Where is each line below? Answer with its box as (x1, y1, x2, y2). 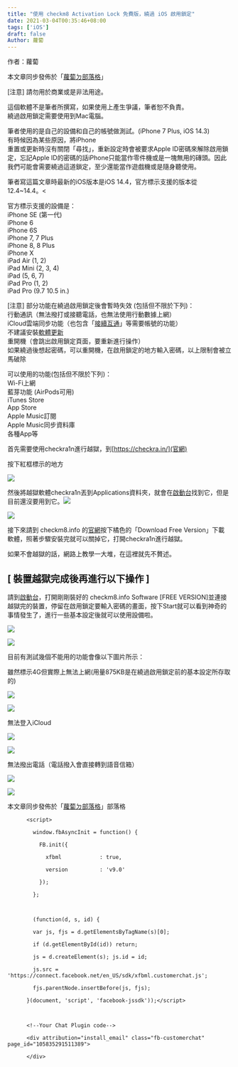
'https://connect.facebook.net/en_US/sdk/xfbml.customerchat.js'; (7, 972, 208, 979)
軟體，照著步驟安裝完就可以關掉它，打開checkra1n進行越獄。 (7, 535, 187, 543)
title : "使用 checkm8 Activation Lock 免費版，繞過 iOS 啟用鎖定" (7, 10, 195, 18)
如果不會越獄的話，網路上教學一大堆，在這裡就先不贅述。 (7, 550, 175, 558)
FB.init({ (38, 841, 69, 848)
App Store (7, 403, 37, 412)
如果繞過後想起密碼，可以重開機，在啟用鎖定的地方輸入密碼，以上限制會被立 (7, 346, 232, 355)
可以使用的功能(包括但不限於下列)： (7, 370, 112, 378)
